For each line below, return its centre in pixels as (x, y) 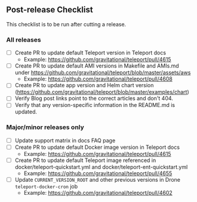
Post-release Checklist (50, 10)
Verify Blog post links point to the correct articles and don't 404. (94, 99)
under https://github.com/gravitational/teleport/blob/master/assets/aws (103, 73)
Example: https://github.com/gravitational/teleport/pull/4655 (98, 173)
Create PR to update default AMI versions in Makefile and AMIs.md (97, 66)
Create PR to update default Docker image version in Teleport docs (97, 147)
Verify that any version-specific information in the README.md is (95, 105)
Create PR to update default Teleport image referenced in (85, 160)
